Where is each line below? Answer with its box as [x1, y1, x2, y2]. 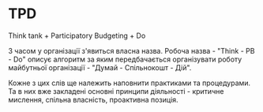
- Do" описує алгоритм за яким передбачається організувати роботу [8, 54, 242, 64]
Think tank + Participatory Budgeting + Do [8, 31, 146, 40]
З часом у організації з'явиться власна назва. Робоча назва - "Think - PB [8, 46, 255, 55]
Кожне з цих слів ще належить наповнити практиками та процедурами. [8, 78, 251, 88]
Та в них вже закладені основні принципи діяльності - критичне [8, 86, 224, 95]
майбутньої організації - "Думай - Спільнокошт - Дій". [8, 62, 192, 72]
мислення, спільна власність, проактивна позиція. [8, 95, 179, 104]
